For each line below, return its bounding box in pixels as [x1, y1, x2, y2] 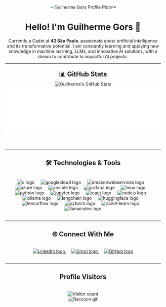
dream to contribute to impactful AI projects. [38, 53, 128, 59]
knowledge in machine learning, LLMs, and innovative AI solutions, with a [8, 48, 158, 54]
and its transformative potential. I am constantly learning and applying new [7, 43, 159, 49]
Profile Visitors [59, 272, 107, 281]
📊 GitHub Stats [59, 70, 107, 79]
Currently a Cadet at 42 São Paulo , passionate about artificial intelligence [8, 38, 158, 44]
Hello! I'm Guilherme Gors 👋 [25, 22, 141, 33]
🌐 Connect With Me [52, 230, 114, 238]
